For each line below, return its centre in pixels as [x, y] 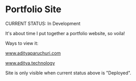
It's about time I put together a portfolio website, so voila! [65, 33]
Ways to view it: [22, 43]
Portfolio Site [33, 9]
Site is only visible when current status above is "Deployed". [68, 73]
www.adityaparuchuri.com [33, 53]
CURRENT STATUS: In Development [43, 23]
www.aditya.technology [30, 63]
